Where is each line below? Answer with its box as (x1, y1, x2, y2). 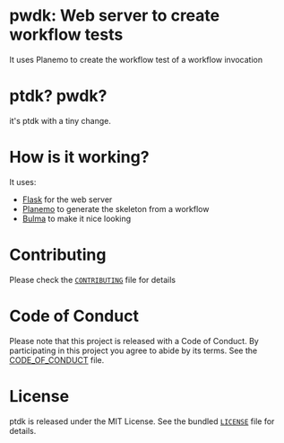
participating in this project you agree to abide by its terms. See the (9, 345, 258, 356)
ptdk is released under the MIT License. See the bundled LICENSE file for (9, 415, 275, 427)
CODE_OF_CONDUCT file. (9, 354, 105, 365)
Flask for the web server (22, 194, 113, 205)
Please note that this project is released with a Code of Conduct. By (9, 335, 260, 346)
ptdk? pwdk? (9, 86, 108, 106)
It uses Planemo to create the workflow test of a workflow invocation (9, 54, 262, 65)
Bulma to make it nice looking (22, 213, 132, 224)
